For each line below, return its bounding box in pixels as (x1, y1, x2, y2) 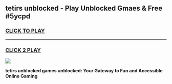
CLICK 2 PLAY (5, 46, 41, 53)
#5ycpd (5, 12, 31, 21)
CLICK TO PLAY (5, 27, 45, 35)
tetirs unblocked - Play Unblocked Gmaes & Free (5, 4, 163, 13)
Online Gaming (5, 73, 38, 79)
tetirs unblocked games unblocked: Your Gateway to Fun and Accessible (5, 67, 163, 73)
